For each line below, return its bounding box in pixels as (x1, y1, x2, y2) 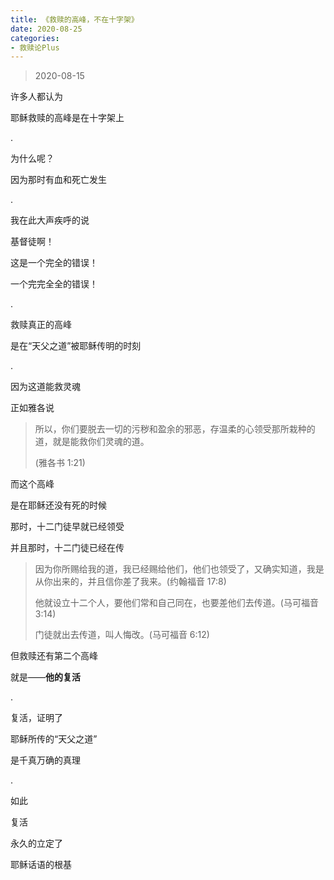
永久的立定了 (10, 837, 63, 850)
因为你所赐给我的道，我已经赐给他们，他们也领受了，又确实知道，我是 (34, 563, 325, 575)
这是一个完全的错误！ (10, 257, 98, 269)
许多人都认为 (10, 91, 63, 103)
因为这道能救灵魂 (10, 381, 81, 393)
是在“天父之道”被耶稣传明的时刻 (10, 340, 142, 352)
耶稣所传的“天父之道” (10, 733, 98, 745)
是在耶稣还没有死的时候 (10, 499, 107, 511)
